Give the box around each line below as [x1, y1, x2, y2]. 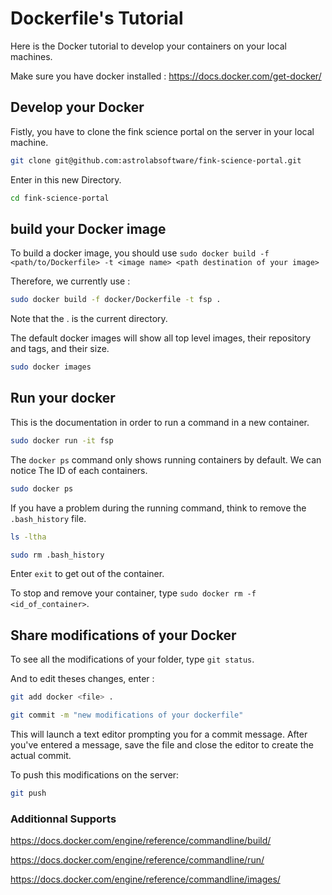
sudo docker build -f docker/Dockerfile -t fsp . [10, 295, 222, 305]
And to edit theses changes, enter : [10, 673, 155, 685]
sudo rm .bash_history [10, 550, 105, 560]
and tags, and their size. [10, 343, 110, 355]
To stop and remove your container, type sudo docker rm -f [10, 587, 257, 599]
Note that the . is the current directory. [10, 313, 168, 325]
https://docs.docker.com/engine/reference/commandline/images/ [10, 873, 281, 886]
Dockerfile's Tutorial [10, 7, 184, 30]
